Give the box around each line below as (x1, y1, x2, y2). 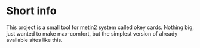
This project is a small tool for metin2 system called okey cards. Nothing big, (6, 24, 194, 31)
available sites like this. (6, 36, 63, 43)
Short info (6, 4, 57, 18)
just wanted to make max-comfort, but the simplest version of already (6, 30, 178, 37)
